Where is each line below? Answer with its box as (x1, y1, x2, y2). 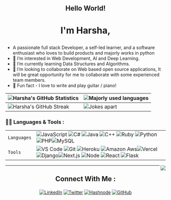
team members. (12, 77, 46, 83)
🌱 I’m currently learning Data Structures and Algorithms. (12, 61, 130, 67)
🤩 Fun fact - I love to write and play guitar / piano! (12, 82, 117, 88)
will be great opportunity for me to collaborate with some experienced (12, 71, 160, 78)
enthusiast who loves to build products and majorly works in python (12, 49, 155, 56)
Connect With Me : (55, 174, 116, 183)
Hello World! (65, 4, 106, 13)
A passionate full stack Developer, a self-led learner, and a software (12, 44, 155, 51)
